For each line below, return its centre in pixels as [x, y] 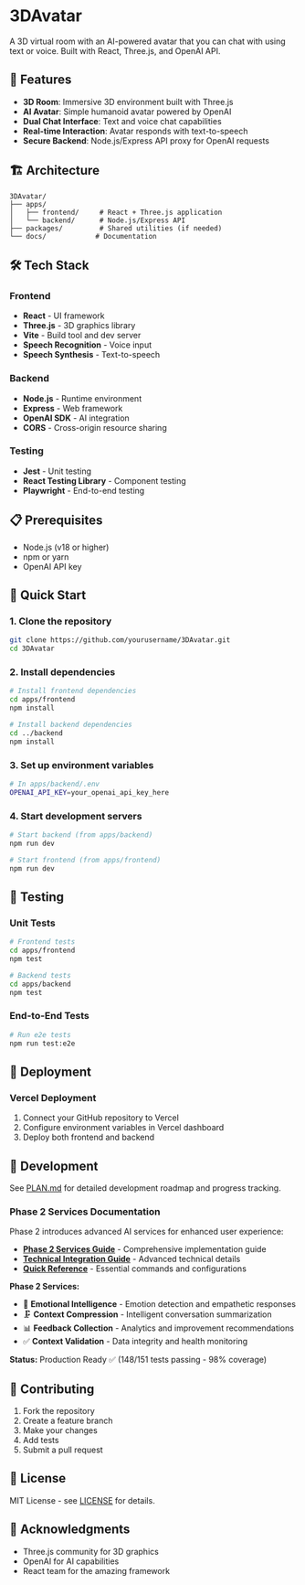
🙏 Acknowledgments [70, 1530]
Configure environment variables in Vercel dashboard [123, 1128]
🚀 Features [41, 80]
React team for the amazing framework [96, 1570]
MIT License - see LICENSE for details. [82, 1500]
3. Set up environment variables [82, 765]
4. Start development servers [76, 816]
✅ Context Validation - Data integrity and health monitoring [135, 1342]
